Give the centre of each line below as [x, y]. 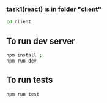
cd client [19, 22]
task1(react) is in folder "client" [54, 9]
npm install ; [24, 55]
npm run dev [21, 61]
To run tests [30, 80]
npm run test [23, 94]
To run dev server [41, 41]
